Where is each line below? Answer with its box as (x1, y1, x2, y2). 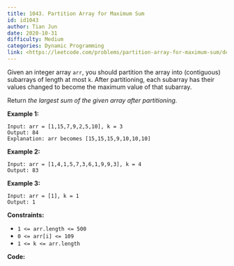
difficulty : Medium (7, 36, 64, 43)
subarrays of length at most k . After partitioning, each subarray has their (7, 75, 214, 83)
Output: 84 (7, 129, 39, 136)
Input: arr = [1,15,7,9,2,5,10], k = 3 (7, 123, 123, 130)
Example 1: (7, 109, 40, 118)
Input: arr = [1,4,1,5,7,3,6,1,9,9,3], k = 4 (7, 160, 141, 167)
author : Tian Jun (7, 23, 58, 30)
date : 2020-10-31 (7, 29, 58, 37)
